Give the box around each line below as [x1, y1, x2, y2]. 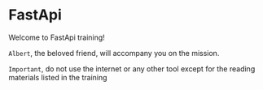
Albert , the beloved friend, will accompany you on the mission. [8, 48, 220, 58]
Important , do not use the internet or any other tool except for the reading [8, 63, 256, 74]
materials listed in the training [8, 72, 107, 82]
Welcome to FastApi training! [8, 32, 106, 42]
